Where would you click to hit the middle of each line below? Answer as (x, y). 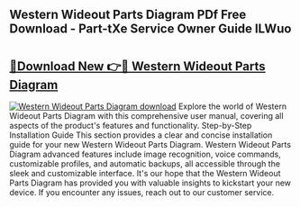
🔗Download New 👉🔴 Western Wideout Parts (137, 66)
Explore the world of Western (233, 106)
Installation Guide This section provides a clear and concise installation (141, 135)
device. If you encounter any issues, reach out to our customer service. (142, 192)
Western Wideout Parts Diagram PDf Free (128, 15)
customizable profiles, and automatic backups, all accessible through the (145, 164)
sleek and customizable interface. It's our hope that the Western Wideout (145, 173)
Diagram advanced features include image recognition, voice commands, (145, 154)
